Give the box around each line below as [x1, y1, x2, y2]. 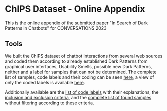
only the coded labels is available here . [5, 79, 85, 85]
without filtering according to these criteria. [5, 100, 94, 106]
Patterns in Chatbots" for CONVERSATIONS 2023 [5, 25, 107, 31]
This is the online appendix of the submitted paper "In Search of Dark [5, 20, 148, 26]
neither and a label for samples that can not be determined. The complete [5, 69, 157, 75]
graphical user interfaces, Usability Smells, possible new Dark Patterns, [5, 63, 152, 69]
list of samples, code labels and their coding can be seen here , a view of [5, 74, 154, 80]
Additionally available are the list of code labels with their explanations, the [5, 89, 159, 95]
